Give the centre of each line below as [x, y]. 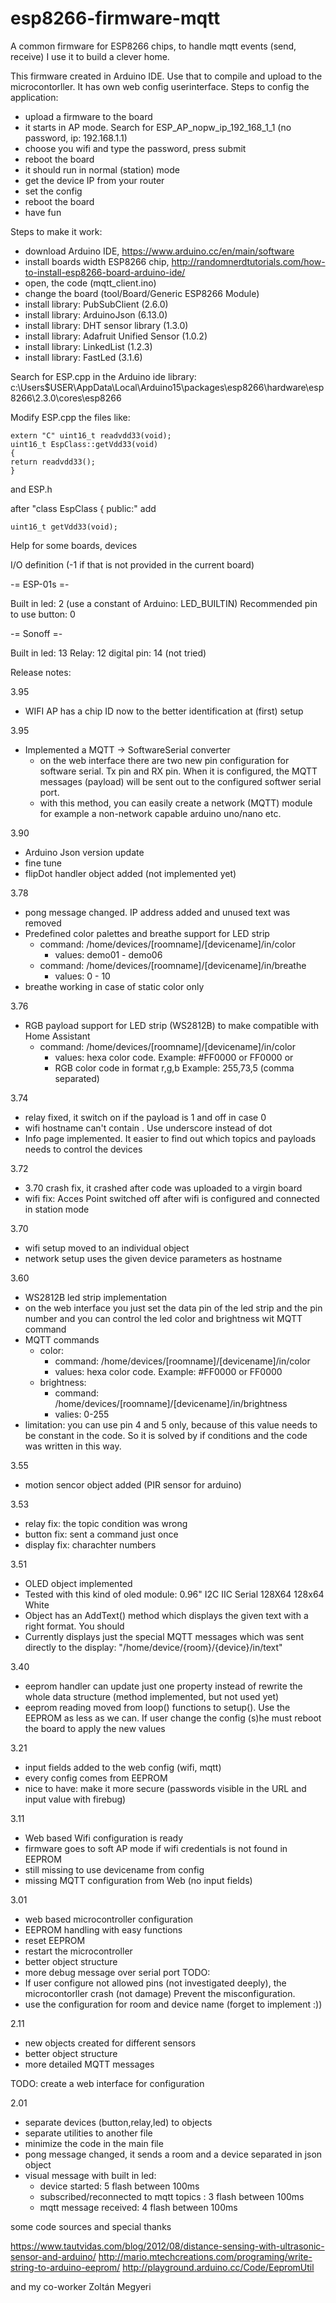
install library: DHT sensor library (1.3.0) [106, 325]
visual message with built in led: [90, 2175]
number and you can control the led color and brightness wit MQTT [163, 1318]
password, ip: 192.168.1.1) [76, 138]
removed [43, 923]
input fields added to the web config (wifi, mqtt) [123, 1767]
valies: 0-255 [82, 1414]
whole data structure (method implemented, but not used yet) [152, 1696]
